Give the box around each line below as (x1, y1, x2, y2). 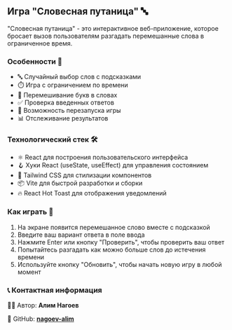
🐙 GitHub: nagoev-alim (7, 315, 75, 323)
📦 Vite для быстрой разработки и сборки (17, 179, 143, 188)
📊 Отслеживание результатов (17, 114, 109, 123)
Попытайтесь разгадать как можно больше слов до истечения (17, 245, 206, 254)
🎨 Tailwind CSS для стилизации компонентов (17, 171, 152, 179)
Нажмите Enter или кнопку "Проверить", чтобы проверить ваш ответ (17, 238, 225, 246)
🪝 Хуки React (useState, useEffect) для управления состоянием (17, 161, 209, 170)
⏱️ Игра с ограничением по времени (17, 81, 128, 90)
